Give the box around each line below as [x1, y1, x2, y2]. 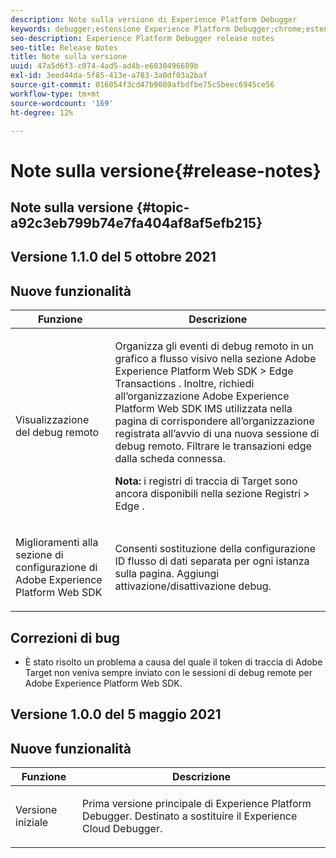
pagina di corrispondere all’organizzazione [114, 414, 315, 428]
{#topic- [136, 199, 190, 216]
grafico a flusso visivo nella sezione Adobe [114, 352, 317, 366]
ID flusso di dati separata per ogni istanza [114, 554, 310, 568]
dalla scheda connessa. [114, 452, 226, 466]
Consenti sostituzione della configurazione [114, 542, 316, 556]
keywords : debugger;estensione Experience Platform [10, 24, 230, 34]
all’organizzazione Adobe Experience [114, 389, 290, 403]
